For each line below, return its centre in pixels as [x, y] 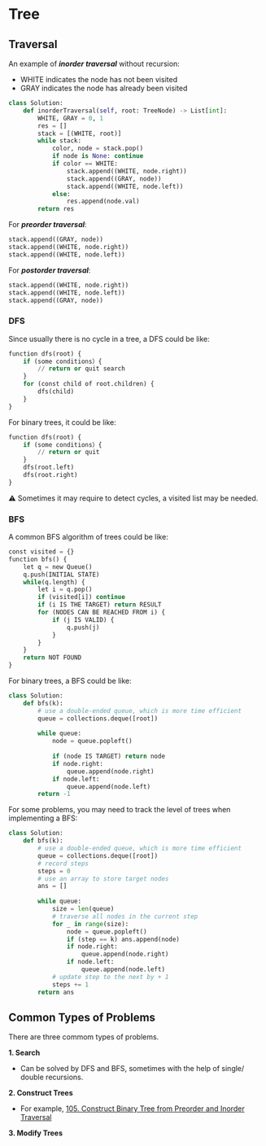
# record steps [63, 864]
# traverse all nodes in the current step [125, 916]
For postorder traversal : [50, 270]
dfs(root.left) [49, 468]
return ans [56, 992]
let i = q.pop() [65, 590]
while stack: [60, 141]
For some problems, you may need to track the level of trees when [120, 810]
